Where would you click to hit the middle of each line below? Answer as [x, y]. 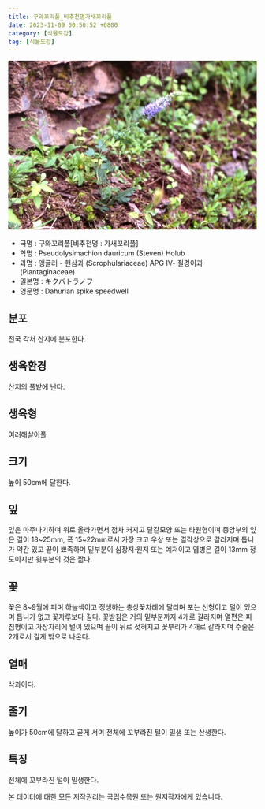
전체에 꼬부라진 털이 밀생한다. [54, 780]
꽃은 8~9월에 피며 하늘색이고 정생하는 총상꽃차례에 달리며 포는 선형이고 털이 [125, 607]
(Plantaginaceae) [47, 272]
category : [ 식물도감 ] [40, 33]
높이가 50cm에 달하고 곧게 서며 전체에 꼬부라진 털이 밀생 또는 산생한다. [117, 732]
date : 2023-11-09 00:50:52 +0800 [63, 25]
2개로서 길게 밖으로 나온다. [49, 637]
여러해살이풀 [28, 434]
